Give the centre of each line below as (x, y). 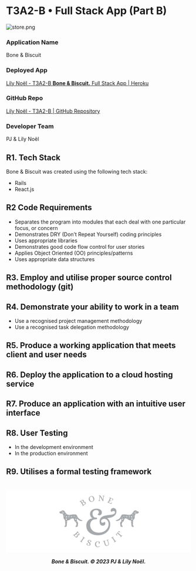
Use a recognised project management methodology (78, 320)
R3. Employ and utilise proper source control (89, 278)
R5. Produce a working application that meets (91, 345)
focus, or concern (36, 228)
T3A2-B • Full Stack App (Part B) (87, 11)
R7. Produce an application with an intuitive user (96, 404)
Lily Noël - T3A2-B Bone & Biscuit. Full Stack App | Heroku (77, 83)
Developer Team (30, 126)
